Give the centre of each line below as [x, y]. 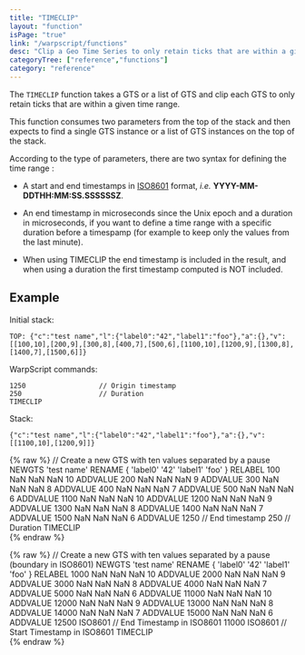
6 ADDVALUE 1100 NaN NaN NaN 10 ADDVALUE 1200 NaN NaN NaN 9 [141, 498]
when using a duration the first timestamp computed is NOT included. [152, 269]
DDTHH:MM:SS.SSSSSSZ [72, 195]
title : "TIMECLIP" [44, 18]
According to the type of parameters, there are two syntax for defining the [148, 158]
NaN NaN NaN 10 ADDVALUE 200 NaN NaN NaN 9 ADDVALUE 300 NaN [144, 479]
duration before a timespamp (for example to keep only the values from [156, 232]
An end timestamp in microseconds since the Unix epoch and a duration [157, 213]
